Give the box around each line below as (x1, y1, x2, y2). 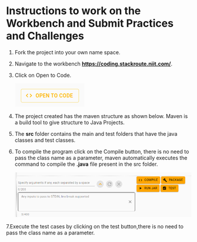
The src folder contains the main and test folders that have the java (14, 130, 178, 137)
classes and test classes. (14, 136, 76, 143)
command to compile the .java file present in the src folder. (14, 161, 158, 168)
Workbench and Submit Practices (6, 17, 174, 30)
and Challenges (6, 30, 84, 42)
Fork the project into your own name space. (14, 48, 121, 55)
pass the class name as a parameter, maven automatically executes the (14, 154, 188, 161)
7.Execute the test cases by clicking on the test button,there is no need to (6, 223, 184, 230)
